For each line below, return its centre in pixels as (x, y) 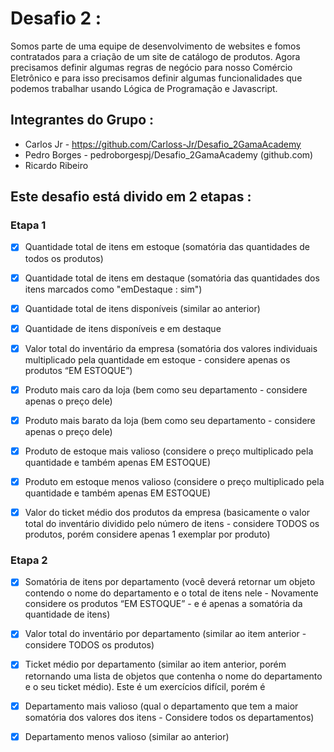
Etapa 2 (29, 560)
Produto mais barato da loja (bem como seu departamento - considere (170, 420)
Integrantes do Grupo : (82, 120)
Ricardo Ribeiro (56, 165)
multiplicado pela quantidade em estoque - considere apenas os (157, 359)
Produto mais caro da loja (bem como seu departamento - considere (166, 389)
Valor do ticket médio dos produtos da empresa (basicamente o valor (167, 512)
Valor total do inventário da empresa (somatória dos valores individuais (171, 348)
